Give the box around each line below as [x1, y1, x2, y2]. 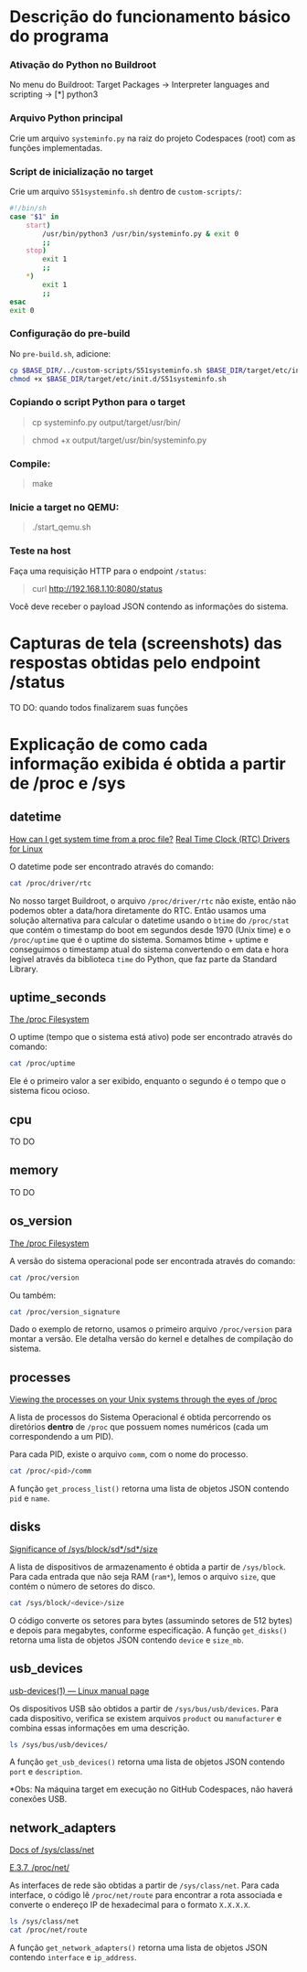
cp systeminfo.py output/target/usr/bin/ [31, 416, 181, 427]
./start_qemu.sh [31, 521, 91, 532]
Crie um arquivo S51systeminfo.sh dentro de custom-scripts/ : [9, 186, 242, 198]
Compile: [9, 457, 51, 470]
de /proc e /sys [9, 773, 126, 793]
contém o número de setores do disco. [9, 1581, 155, 1592]
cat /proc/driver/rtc [9, 878, 92, 888]
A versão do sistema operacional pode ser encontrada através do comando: [9, 1255, 296, 1266]
